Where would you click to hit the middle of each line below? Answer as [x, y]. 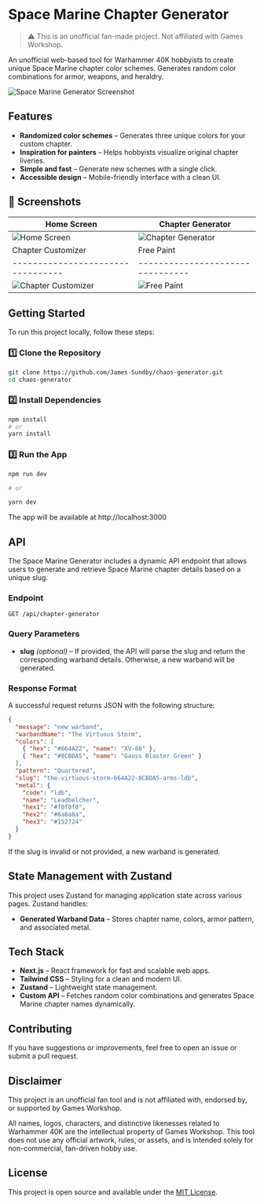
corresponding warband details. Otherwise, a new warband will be [127, 659]
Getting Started [47, 313]
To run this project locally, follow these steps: [81, 332]
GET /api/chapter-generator [54, 615]
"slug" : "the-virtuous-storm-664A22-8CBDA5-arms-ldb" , [107, 778]
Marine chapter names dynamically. [77, 1004]
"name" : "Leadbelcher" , [61, 800]
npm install [27, 419]
